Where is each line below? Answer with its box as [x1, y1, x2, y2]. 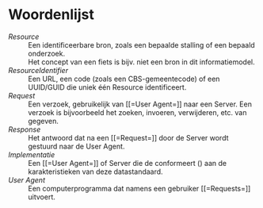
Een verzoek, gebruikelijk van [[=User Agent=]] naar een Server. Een [28, 99, 252, 109]
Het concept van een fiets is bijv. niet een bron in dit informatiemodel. [28, 57, 255, 67]
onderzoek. [28, 48, 66, 58]
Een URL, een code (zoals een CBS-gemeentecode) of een [28, 74, 220, 83]
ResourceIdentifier [8, 65, 69, 75]
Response [8, 125, 41, 134]
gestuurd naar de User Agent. [28, 141, 125, 151]
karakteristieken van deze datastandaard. [28, 167, 164, 176]
